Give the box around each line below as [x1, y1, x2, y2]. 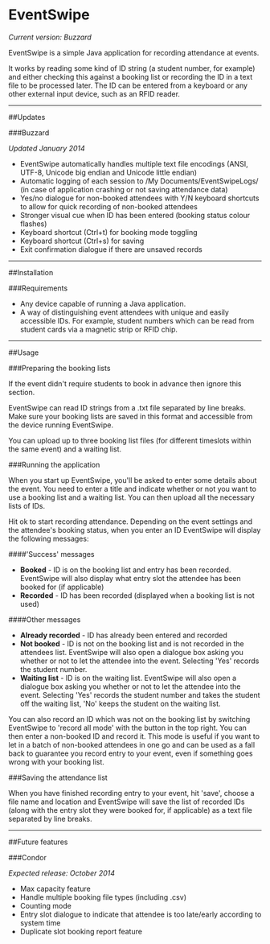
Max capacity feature [19, 884, 91, 893]
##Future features [8, 837, 68, 847]
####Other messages [8, 614, 81, 625]
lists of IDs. [8, 501, 46, 510]
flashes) [19, 219, 47, 229]
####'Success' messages [8, 549, 95, 559]
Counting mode [19, 901, 72, 910]
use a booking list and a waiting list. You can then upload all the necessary [8, 493, 255, 502]
